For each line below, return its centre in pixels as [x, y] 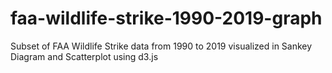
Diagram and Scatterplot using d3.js [84, 56]
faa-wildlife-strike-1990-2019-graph [166, 18]
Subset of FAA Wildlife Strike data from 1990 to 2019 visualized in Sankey [161, 46]
